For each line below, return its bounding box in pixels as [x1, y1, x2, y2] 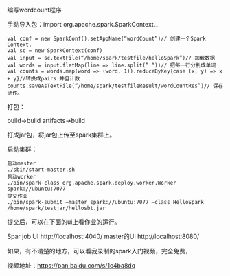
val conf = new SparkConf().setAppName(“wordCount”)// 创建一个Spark [7, 36, 206, 43]
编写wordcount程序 [7, 5, 62, 14]
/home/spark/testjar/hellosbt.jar [7, 205, 106, 212]
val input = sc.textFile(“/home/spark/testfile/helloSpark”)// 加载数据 [7, 55, 216, 62]
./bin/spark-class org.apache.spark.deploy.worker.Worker [7, 180, 176, 187]
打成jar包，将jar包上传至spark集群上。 [7, 130, 116, 139]
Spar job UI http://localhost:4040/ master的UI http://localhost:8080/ [7, 232, 200, 241]
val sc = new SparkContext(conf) [7, 47, 103, 54]
